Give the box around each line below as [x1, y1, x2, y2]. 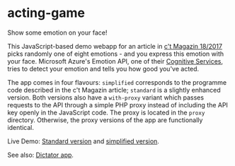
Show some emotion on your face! [7, 28, 108, 37]
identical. [7, 123, 34, 131]
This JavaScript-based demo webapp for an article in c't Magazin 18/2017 [7, 42, 223, 50]
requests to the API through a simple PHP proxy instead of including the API [7, 100, 229, 109]
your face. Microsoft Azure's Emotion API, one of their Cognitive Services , [7, 57, 223, 65]
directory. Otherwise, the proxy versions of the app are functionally [7, 115, 203, 124]
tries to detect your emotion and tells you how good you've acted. [7, 64, 200, 73]
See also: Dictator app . [7, 150, 74, 159]
